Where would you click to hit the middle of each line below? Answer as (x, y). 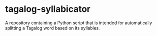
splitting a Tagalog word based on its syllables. (52, 28)
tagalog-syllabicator (48, 9)
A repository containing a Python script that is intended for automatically (79, 23)
